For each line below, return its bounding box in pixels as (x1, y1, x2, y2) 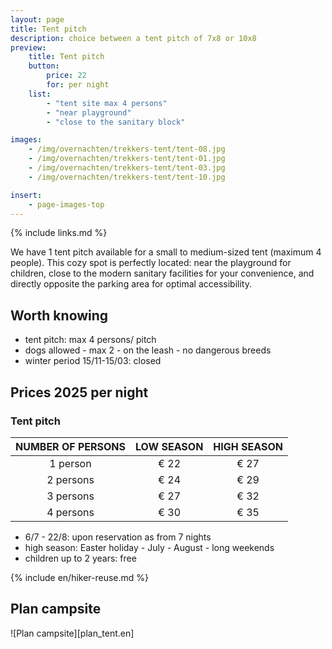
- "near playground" (46, 107, 132, 118)
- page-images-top (28, 199, 105, 210)
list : (28, 89, 52, 99)
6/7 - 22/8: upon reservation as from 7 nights (24, 531, 212, 543)
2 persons (46, 472, 95, 486)
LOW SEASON (135, 439, 204, 453)
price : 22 (46, 71, 87, 81)
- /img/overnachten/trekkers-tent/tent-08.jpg (28, 144, 226, 155)
